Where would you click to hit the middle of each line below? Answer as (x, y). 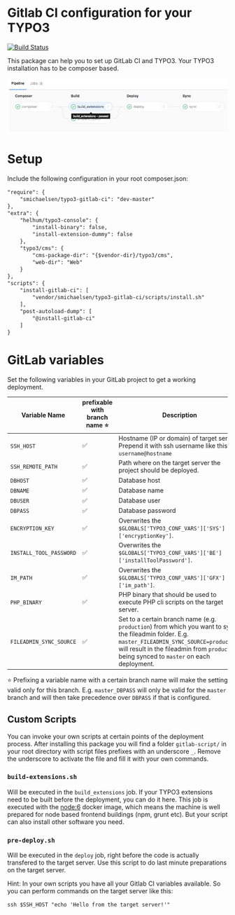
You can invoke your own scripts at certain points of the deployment (106, 736)
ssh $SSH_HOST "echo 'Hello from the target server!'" (89, 905)
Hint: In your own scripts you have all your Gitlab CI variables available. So (114, 883)
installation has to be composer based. (63, 68)
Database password (147, 511)
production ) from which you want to (170, 627)
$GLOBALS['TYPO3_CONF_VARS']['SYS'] (172, 529)
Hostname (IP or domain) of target (168, 438)
